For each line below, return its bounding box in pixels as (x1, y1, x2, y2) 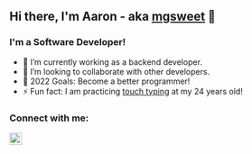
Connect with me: (9, 112, 89, 124)
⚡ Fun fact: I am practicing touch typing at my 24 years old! (22, 86, 244, 96)
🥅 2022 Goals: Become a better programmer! (22, 76, 191, 86)
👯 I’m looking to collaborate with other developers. (22, 66, 210, 77)
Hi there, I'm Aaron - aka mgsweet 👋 (9, 9, 217, 24)
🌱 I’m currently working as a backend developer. (22, 56, 203, 68)
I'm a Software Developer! (9, 36, 126, 49)
